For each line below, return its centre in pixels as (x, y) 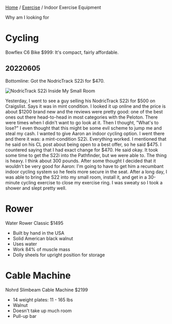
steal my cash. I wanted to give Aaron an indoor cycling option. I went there (85, 134)
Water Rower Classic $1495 (34, 223)
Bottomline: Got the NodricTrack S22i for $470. (55, 81)
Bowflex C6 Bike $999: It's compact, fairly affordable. (62, 52)
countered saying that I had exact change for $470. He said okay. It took (82, 150)
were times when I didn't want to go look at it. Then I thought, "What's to (82, 122)
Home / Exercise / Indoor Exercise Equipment (53, 7)
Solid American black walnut (43, 238)
